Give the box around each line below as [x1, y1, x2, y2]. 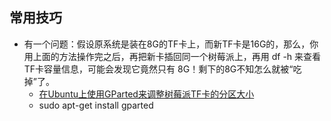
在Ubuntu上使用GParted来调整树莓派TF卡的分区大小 [38, 88, 255, 100]
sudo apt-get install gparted [38, 99, 154, 111]
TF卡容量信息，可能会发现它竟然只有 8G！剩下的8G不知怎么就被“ [23, 63, 294, 75]
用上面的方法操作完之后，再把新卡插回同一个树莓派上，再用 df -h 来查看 [23, 50, 322, 62]
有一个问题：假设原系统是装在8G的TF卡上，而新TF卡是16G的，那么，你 [23, 38, 319, 50]
